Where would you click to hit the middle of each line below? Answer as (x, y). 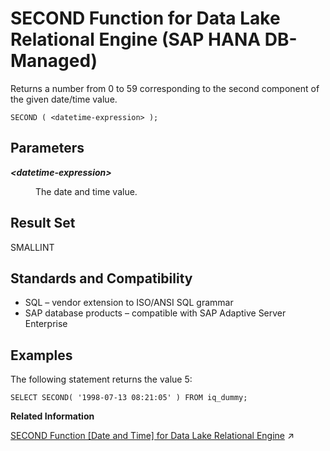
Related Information (52, 416)
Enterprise (46, 324)
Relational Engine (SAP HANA (136, 39)
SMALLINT (32, 247)
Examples (41, 355)
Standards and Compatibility (101, 278)
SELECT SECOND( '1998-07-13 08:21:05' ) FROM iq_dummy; (129, 398)
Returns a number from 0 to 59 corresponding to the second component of (165, 88)
